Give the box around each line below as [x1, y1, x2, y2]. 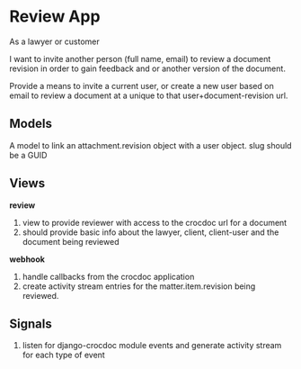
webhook [9, 254, 45, 265]
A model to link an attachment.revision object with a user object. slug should [9, 139, 292, 150]
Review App [9, 6, 101, 27]
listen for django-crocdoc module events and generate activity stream [22, 340, 282, 351]
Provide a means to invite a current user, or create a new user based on [9, 80, 274, 91]
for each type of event [22, 349, 105, 361]
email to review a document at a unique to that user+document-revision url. [9, 90, 288, 101]
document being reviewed [22, 236, 120, 247]
